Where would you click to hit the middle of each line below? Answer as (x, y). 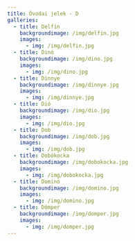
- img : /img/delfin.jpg (60, 46)
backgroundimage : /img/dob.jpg (65, 136)
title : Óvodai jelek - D (43, 14)
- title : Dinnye (37, 78)
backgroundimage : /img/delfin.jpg (69, 33)
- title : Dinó (34, 53)
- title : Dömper (37, 208)
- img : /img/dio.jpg (55, 123)
